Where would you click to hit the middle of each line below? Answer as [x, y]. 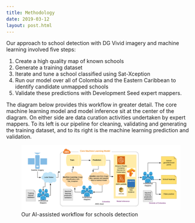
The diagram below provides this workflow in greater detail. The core [91, 105]
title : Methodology [31, 13]
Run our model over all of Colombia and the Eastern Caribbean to [95, 81]
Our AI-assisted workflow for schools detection [79, 214]
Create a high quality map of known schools [69, 61]
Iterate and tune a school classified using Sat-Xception [82, 74]
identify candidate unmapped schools [62, 87]
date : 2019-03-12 [28, 19]
